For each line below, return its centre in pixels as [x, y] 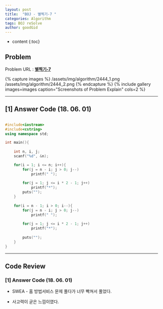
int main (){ [17, 143]
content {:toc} [26, 41]
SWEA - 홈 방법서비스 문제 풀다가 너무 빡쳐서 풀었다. [62, 291]
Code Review [25, 266]
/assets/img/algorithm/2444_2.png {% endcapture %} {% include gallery [78, 84]
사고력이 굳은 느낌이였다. [35, 302]
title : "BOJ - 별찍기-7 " [31, 14]
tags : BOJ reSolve [24, 23]
